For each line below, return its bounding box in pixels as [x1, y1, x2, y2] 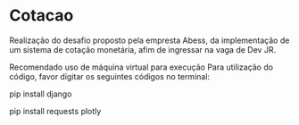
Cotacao [9, 5, 74, 26]
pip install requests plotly [9, 105, 102, 116]
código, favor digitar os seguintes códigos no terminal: [9, 71, 211, 81]
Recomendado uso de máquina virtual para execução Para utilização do [9, 62, 274, 72]
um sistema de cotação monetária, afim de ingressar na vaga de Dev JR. [9, 44, 277, 54]
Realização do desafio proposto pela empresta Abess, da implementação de [9, 35, 290, 46]
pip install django [9, 88, 72, 99]
